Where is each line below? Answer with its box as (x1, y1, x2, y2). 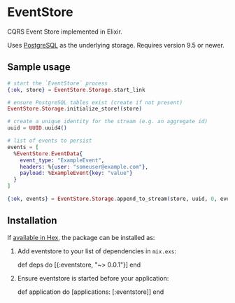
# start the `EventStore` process (7, 80, 108, 87)
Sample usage (7, 61, 71, 73)
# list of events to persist (7, 137, 92, 144)
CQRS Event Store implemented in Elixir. (7, 27, 122, 36)
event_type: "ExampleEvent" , (20, 157, 105, 164)
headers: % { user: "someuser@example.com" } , (20, 163, 149, 170)
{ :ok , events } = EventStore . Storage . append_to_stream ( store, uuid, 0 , (7, 195, 218, 202)
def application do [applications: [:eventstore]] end (17, 288, 164, 296)
